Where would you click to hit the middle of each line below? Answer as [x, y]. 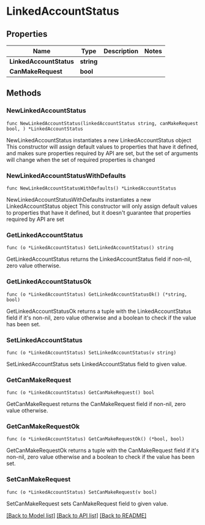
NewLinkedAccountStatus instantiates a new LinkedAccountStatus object [99, 140]
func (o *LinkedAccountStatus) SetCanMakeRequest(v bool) [82, 492]
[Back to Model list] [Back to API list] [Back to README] [76, 515]
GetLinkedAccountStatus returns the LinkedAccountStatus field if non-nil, [99, 259]
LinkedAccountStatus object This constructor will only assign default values [102, 206]
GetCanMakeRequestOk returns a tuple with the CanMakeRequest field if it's [103, 450]
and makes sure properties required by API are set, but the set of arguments [102, 153]
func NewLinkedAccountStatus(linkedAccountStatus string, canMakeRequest [102, 123]
